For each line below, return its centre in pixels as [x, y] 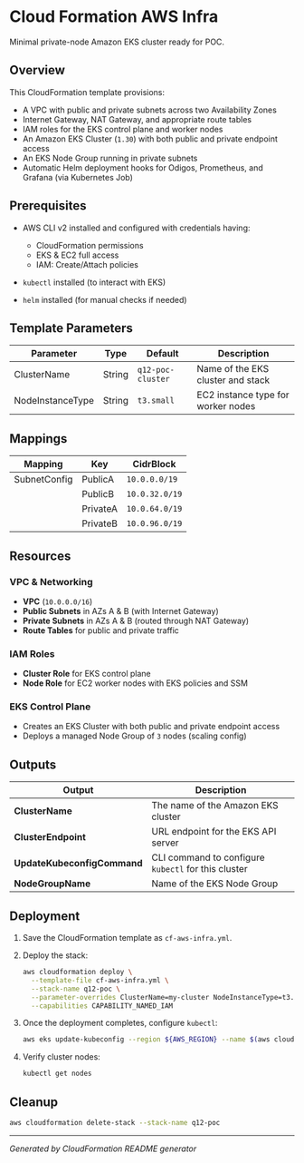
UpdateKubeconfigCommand [78, 864]
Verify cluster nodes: [62, 1057]
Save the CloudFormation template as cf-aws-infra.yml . [127, 938]
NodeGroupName [52, 884]
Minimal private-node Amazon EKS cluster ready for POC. [117, 42]
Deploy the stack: [55, 955]
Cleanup [34, 1102]
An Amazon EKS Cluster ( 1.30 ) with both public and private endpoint [150, 139]
